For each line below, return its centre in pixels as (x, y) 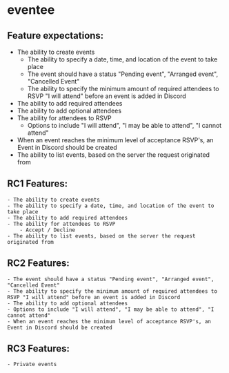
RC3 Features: (39, 348)
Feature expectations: (56, 36)
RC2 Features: (39, 264)
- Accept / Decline (48, 230)
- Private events (32, 365)
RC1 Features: (38, 184)
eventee (31, 10)
